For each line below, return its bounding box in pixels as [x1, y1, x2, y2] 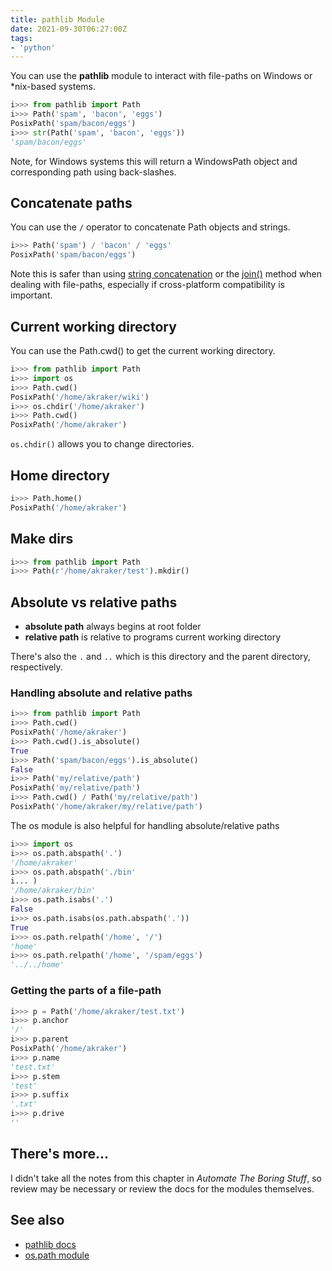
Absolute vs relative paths [10, 594, 178, 611]
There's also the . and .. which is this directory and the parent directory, [10, 651, 311, 663]
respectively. [10, 661, 63, 673]
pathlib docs [24, 1238, 77, 1250]
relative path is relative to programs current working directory [24, 631, 282, 643]
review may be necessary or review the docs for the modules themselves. [10, 1182, 315, 1195]
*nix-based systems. [10, 81, 97, 93]
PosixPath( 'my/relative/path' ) [10, 783, 141, 793]
